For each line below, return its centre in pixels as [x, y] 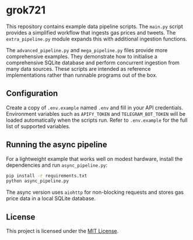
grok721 [26, 10]
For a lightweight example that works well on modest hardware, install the [94, 159]
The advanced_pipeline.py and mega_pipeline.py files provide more [87, 50]
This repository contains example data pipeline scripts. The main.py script [95, 26]
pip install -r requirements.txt [47, 176]
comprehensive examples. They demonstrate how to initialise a [82, 56]
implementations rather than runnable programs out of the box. [82, 75]
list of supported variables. [38, 126]
